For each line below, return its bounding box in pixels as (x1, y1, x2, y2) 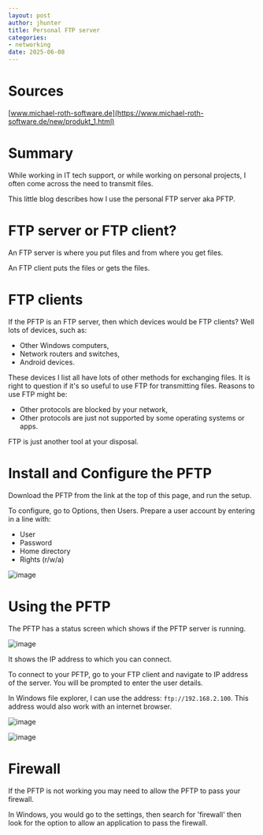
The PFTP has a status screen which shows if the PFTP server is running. (8, 623, 246, 633)
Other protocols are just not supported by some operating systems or (19, 413, 246, 422)
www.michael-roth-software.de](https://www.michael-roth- (10, 108, 205, 118)
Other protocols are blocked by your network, (19, 404, 168, 414)
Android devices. (19, 357, 75, 367)
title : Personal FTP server (8, 26, 101, 34)
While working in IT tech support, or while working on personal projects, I (8, 170, 246, 180)
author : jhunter (8, 19, 61, 27)
